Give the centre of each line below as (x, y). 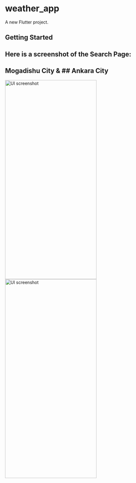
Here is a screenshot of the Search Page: (68, 54)
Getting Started (29, 37)
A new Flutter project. (27, 22)
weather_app (32, 9)
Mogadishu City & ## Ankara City (57, 71)
